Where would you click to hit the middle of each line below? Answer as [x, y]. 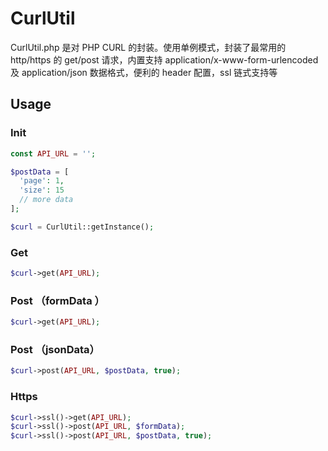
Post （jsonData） [55, 350]
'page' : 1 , [42, 181]
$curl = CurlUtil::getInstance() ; [82, 227]
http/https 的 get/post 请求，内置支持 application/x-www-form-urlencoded [164, 59]
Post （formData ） [57, 300]
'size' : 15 [42, 190]
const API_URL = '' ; [53, 153]
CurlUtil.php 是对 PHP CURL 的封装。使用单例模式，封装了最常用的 [148, 47]
